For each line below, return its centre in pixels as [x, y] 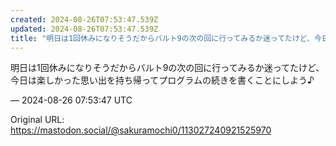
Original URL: [37, 120]
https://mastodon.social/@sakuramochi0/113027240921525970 [141, 130]
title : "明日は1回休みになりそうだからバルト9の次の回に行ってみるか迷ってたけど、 [162, 38]
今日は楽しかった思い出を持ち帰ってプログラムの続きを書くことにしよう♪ [162, 80]
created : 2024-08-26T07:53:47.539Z [84, 19]
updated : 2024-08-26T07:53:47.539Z [84, 29]
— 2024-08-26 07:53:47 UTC [71, 100]
